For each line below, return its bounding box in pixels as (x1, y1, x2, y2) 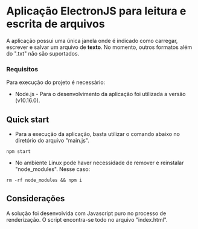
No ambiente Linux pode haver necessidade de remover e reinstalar (14, 159, 184, 167)
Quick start (6, 114, 49, 124)
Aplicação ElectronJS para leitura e (6, 4, 187, 18)
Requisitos (6, 65, 38, 73)
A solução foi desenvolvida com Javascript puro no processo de (6, 210, 167, 217)
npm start (6, 149, 31, 155)
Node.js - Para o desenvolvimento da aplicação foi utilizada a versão (14, 91, 186, 98)
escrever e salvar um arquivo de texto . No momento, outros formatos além (6, 44, 192, 51)
